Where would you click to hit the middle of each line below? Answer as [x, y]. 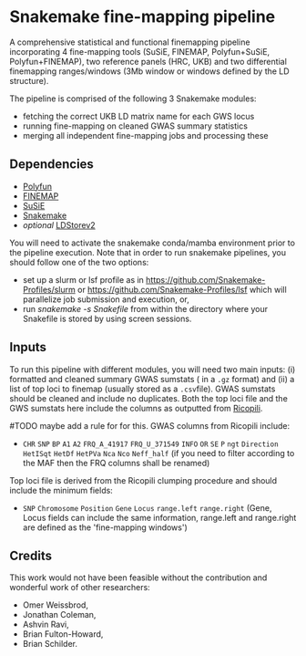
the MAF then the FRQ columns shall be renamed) [116, 463]
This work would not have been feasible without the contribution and [138, 578]
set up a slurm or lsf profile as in [83, 279]
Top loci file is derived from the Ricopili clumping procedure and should [143, 480]
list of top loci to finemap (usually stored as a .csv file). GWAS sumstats [143, 389]
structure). [29, 80]
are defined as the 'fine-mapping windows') [105, 527]
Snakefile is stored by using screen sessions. [107, 318]
